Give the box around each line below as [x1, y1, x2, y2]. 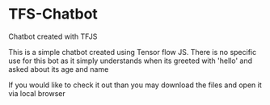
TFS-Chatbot [8, 5, 99, 23]
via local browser [8, 88, 66, 98]
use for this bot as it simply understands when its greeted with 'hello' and [8, 56, 253, 65]
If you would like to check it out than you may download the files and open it [8, 80, 262, 90]
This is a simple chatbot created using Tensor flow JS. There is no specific [8, 47, 257, 57]
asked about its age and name [8, 64, 109, 73]
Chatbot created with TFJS [8, 31, 98, 41]
